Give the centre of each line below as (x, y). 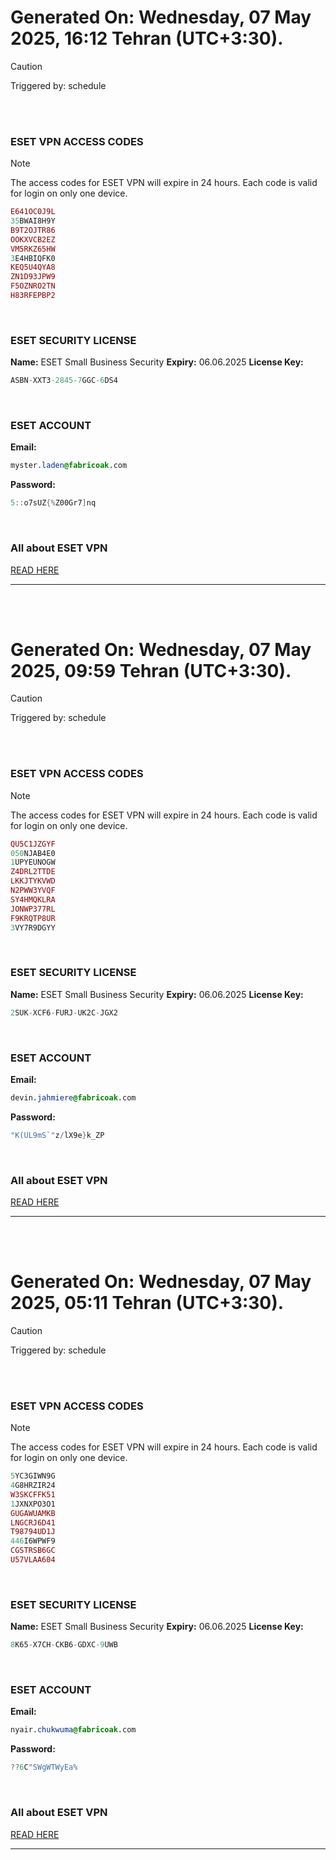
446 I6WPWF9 (33, 1541)
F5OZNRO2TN (33, 286)
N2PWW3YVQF (33, 891)
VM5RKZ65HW (33, 249)
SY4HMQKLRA (33, 899)
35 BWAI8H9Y (33, 221)
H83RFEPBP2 (33, 296)
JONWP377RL (33, 909)
